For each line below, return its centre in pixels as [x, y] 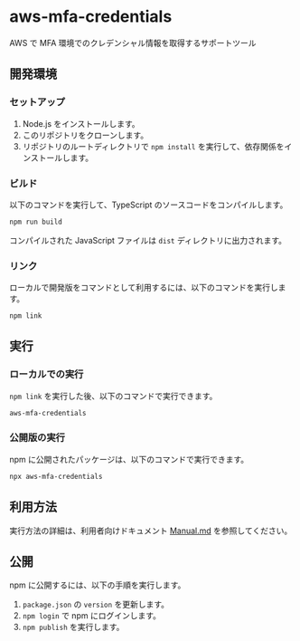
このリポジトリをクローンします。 [85, 135]
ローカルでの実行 [47, 375]
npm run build [36, 222]
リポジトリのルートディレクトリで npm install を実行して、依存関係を [153, 146]
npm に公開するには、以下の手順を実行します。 [98, 585]
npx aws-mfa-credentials [56, 476]
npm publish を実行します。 [73, 627]
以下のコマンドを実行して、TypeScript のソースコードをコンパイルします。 [149, 205]
